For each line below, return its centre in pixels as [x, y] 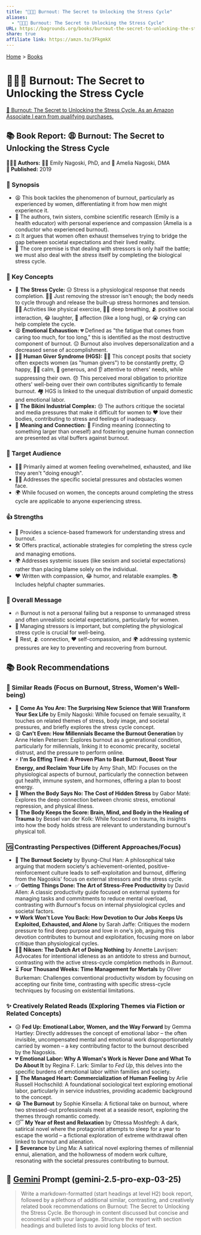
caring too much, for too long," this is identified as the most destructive [102, 337]
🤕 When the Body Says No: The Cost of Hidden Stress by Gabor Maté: [103, 793]
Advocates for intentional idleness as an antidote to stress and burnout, [103, 956]
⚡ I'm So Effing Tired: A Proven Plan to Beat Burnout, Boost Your [96, 759]
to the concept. [33, 1097]
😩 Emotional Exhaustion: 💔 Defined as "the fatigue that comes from [99, 330]
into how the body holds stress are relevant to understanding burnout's [102, 825]
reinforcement [32, 873]
